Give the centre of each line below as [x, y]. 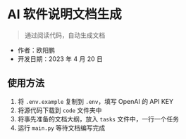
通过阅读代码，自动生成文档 [65, 35]
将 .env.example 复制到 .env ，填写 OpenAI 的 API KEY [95, 101]
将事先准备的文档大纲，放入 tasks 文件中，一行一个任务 [98, 119]
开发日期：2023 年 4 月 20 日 [60, 59]
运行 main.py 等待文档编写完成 [61, 128]
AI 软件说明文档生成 [64, 14]
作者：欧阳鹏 [36, 50]
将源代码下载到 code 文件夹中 [60, 110]
